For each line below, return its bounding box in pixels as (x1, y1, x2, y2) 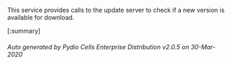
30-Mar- (191, 42, 216, 51)
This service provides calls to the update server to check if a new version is (7, 6, 225, 14)
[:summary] (7, 27, 41, 35)
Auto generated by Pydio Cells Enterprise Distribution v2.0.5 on (7, 42, 190, 51)
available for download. (7, 13, 75, 22)
